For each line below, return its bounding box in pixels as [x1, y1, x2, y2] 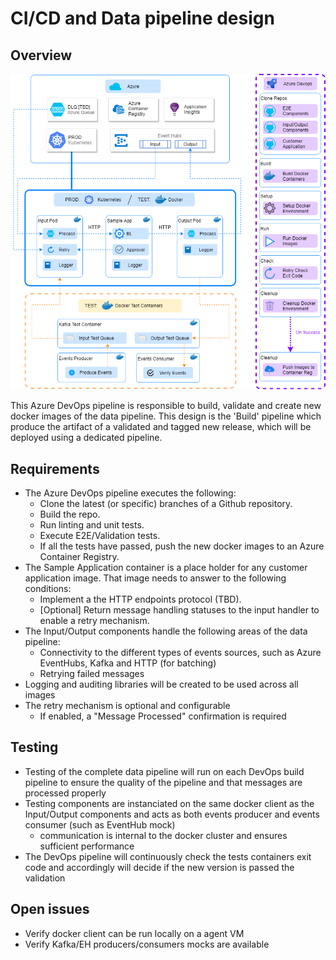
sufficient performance [39, 840, 135, 852]
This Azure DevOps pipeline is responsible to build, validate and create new [10, 400, 322, 412]
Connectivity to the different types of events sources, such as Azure [39, 647, 322, 659]
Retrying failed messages [39, 668, 145, 680]
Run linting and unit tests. [39, 519, 145, 531]
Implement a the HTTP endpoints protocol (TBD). [39, 593, 242, 606]
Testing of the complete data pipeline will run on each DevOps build [24, 765, 305, 777]
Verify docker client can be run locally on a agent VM [24, 927, 245, 939]
